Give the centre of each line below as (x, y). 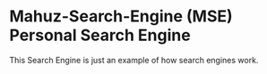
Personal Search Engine (100, 35)
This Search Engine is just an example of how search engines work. (134, 60)
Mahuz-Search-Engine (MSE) (121, 16)
